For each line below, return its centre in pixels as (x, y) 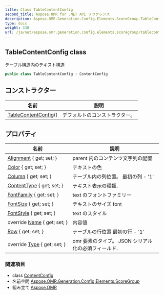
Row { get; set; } (26, 232)
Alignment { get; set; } (32, 158)
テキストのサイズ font (97, 204)
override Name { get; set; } (38, 222)
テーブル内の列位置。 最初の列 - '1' (113, 177)
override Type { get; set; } (37, 245)
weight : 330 (17, 28)
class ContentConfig (33, 275)
